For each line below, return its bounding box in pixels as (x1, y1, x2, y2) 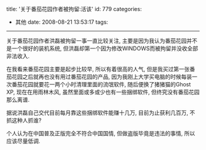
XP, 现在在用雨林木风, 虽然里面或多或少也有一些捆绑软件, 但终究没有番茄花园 (6, 88, 200, 96)
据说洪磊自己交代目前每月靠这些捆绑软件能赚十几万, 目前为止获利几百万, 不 (6, 109, 195, 116)
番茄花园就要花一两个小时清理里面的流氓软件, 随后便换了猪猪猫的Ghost (11, 81, 191, 88)
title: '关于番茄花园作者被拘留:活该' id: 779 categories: (6, 6, 142, 12)
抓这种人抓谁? (6, 117, 42, 124)
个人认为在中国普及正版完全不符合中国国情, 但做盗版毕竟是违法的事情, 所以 (6, 130, 195, 137)
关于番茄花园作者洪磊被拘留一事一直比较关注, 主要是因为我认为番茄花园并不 (6, 37, 197, 44)
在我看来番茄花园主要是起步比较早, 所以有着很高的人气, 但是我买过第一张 (6, 66, 190, 72)
